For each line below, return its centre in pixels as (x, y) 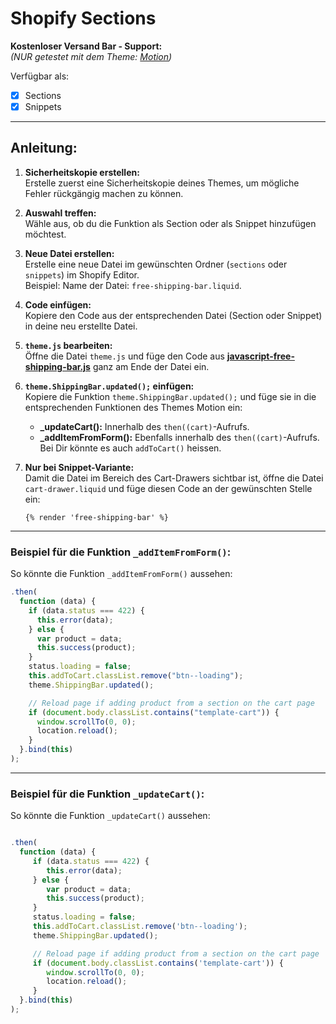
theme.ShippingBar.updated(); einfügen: (109, 386)
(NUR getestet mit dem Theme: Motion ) (91, 56)
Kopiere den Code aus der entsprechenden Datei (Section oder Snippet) (173, 315)
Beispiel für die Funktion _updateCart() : (107, 794)
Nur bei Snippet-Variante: (79, 467)
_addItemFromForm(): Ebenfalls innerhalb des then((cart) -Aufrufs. (179, 437)
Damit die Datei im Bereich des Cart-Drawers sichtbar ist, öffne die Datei (174, 478)
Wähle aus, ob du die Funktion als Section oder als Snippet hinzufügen (170, 223)
